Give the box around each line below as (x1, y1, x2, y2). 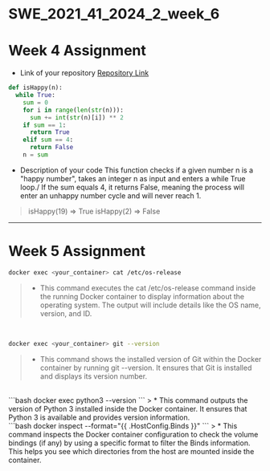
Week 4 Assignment (8, 42, 147, 60)
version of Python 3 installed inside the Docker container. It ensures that (8, 404, 247, 413)
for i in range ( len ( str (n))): (22, 106, 125, 114)
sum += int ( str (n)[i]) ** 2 (29, 113, 125, 121)
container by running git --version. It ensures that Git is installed (39, 363, 252, 372)
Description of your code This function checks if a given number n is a (19, 165, 254, 175)
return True (29, 128, 70, 136)
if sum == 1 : (22, 121, 67, 129)
